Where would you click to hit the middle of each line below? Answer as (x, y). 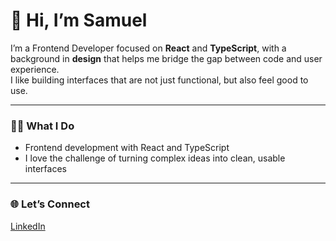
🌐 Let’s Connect (50, 204)
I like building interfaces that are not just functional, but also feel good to (159, 80)
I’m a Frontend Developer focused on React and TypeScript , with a (148, 48)
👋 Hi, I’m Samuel (79, 20)
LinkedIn (28, 226)
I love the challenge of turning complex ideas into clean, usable (155, 158)
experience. (35, 69)
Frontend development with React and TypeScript (127, 148)
